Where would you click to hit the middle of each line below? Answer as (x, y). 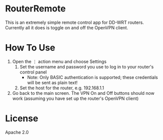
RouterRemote (35, 9)
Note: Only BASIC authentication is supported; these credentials (92, 77)
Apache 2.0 (17, 132)
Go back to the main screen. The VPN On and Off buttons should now (83, 93)
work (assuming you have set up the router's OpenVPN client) (75, 98)
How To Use (30, 48)
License (22, 118)
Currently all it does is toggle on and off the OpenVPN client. (67, 27)
